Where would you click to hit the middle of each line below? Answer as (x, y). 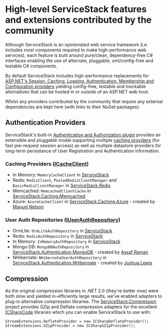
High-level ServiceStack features (76, 9)
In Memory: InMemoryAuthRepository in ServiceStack (66, 241)
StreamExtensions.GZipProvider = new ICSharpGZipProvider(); (70, 326)
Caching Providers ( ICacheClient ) (47, 163)
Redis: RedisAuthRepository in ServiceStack (57, 236)
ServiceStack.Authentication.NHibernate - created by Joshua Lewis (82, 263)
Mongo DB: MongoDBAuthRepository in (51, 247)
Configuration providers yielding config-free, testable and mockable (76, 86)
